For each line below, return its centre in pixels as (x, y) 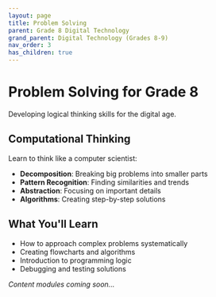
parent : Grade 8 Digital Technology (69, 30)
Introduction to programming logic (76, 260)
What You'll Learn (53, 224)
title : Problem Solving (48, 23)
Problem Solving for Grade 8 (103, 92)
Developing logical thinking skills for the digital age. (93, 114)
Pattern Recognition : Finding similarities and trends (104, 182)
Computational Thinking (69, 139)
